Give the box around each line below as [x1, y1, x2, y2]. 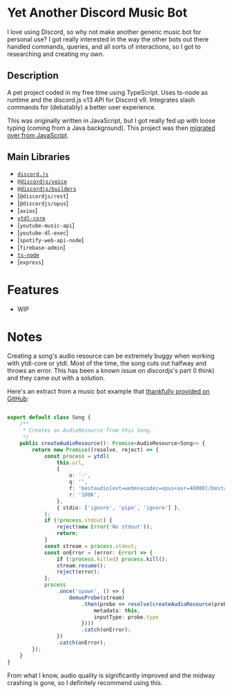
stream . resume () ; [56, 562, 107, 569]
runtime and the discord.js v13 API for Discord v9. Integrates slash [7, 95, 195, 104]
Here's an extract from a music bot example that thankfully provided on [7, 387, 211, 396]
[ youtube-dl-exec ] [17, 228, 69, 237]
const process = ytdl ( [43, 453, 110, 459]
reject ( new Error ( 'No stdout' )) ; [56, 524, 153, 531]
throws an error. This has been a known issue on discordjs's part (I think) [7, 367, 215, 375]
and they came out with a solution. [7, 374, 106, 382]
